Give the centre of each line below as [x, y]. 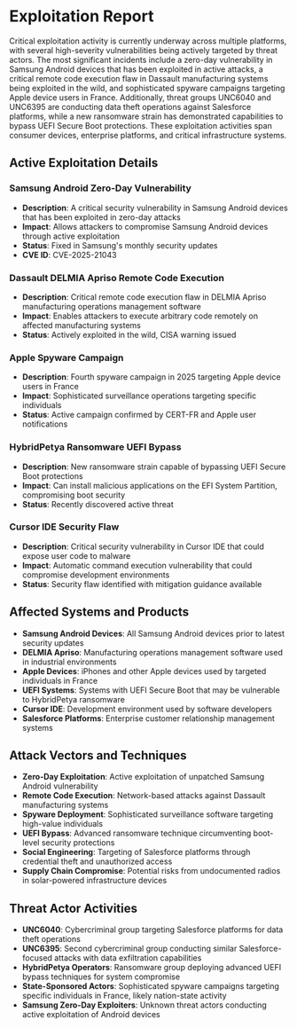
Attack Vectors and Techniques [98, 756]
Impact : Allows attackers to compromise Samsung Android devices [145, 226]
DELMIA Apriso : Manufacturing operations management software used [152, 652]
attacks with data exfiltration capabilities [128, 958]
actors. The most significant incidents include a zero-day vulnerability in [141, 59]
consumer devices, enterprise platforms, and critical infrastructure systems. [148, 135]
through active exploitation [71, 236]
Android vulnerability [60, 786]
